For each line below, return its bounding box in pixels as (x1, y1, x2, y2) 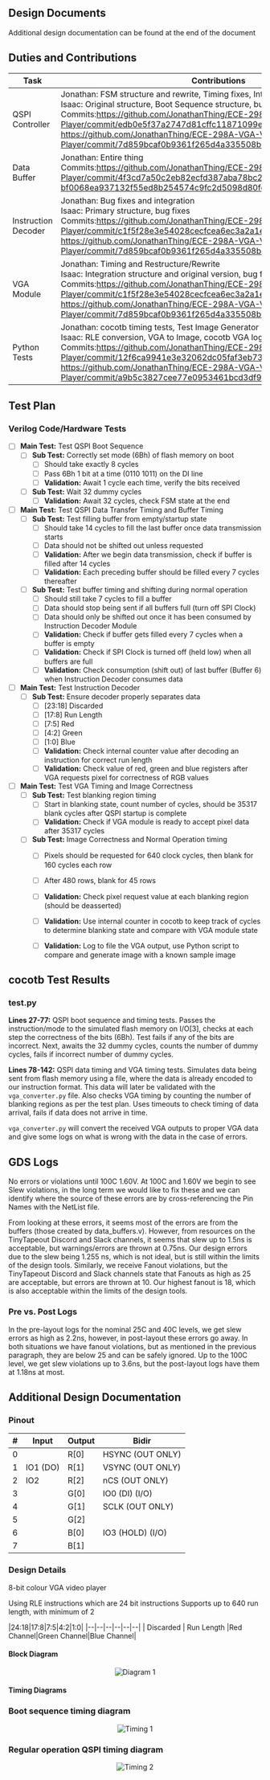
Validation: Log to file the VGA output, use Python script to (43, 940, 239, 951)
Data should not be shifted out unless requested (43, 540, 203, 550)
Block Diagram (8, 1649, 59, 1659)
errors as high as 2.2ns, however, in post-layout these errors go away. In (8, 1333, 248, 1343)
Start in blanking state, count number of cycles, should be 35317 (43, 800, 258, 809)
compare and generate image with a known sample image (43, 950, 236, 960)
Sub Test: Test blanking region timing (31, 791, 157, 800)
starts (43, 532, 63, 542)
